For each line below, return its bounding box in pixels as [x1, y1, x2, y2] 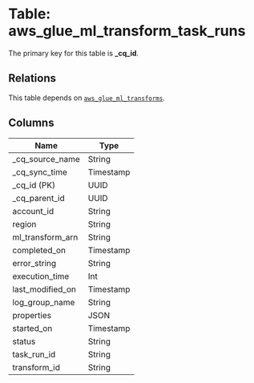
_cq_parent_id [12, 192, 66, 204]
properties [12, 309, 52, 321]
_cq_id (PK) [12, 179, 56, 191]
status [12, 336, 36, 347]
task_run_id [12, 349, 56, 360]
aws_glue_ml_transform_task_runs [8, 22, 246, 40]
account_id [12, 205, 54, 216]
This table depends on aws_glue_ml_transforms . [8, 93, 166, 103]
